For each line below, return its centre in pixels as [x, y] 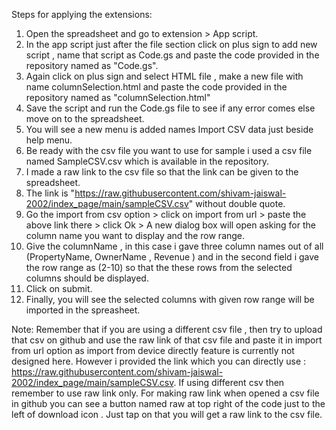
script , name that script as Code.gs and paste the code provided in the [172, 55]
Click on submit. [59, 288]
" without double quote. [237, 203]
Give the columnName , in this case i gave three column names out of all [174, 246]
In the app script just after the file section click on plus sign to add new [171, 44]
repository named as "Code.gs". [92, 65]
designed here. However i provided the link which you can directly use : [159, 361]
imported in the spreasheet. [83, 310]
